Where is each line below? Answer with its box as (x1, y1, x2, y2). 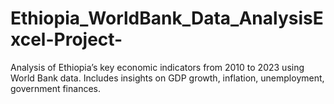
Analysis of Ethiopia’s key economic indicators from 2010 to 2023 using (10, 61, 305, 73)
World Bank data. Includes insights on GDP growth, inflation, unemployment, (10, 72, 325, 84)
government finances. (10, 82, 101, 94)
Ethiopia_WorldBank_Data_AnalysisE (10, 7, 324, 30)
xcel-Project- (10, 28, 123, 51)
